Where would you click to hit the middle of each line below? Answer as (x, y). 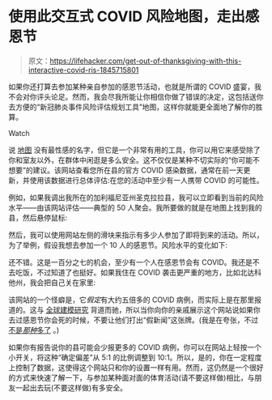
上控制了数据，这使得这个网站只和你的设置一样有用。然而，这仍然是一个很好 (136, 367)
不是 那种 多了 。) (34, 330)
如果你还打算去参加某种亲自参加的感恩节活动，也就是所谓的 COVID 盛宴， (132, 87)
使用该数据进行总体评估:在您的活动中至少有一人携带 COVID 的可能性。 (147, 180)
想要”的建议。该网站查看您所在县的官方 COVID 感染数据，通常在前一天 (126, 170)
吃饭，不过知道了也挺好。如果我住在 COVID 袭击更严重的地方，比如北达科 (138, 272)
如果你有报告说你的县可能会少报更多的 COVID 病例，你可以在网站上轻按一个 (135, 347)
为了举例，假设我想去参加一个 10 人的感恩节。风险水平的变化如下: (118, 245)
